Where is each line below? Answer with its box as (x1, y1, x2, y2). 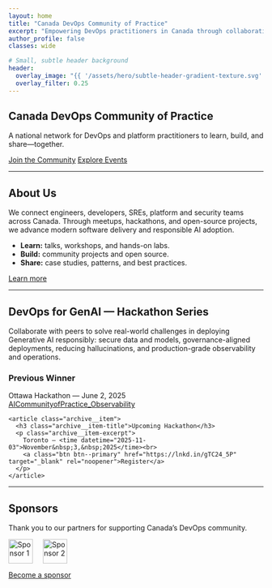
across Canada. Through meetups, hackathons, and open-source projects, (8, 217, 257, 226)
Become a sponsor (8, 570, 71, 580)
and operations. (8, 352, 61, 362)
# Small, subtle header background (8, 57, 129, 65)
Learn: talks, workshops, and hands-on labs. (19, 241, 170, 251)
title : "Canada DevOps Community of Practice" (8, 19, 168, 28)
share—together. (8, 139, 65, 149)
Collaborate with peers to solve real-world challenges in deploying (8, 326, 230, 337)
